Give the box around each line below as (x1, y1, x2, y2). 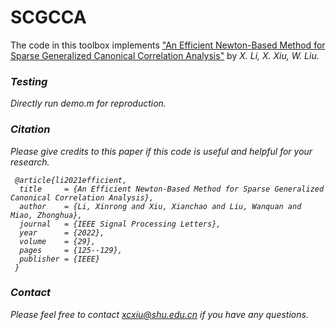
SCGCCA (10, 6, 87, 29)
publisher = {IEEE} (19, 254, 101, 264)
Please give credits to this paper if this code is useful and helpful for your (10, 145, 313, 157)
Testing (10, 74, 48, 88)
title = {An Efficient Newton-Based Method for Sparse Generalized (19, 184, 325, 194)
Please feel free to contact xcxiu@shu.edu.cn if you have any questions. (10, 308, 309, 320)
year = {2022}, (19, 227, 105, 238)
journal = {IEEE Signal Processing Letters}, (19, 219, 222, 229)
